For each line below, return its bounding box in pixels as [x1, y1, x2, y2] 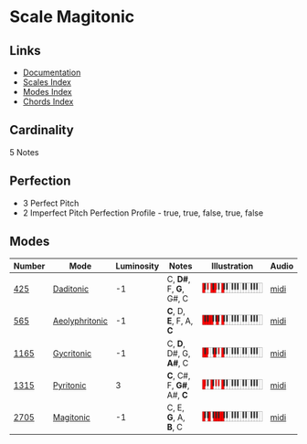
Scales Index [22, 77, 71, 88]
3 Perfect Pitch [22, 197, 79, 208]
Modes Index [22, 87, 72, 97]
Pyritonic [53, 379, 87, 390]
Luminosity [115, 260, 160, 271]
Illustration [211, 260, 254, 271]
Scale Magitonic [9, 6, 135, 27]
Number [13, 260, 46, 271]
